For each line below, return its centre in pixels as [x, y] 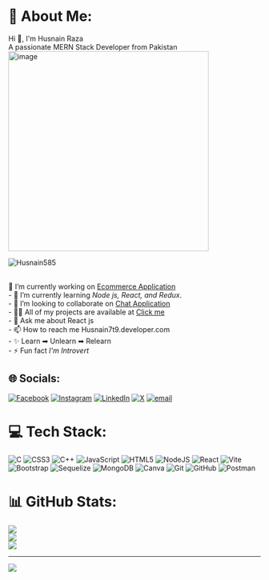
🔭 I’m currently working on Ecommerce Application [92, 286]
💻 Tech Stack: [58, 432]
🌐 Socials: [34, 379]
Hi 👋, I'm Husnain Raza [46, 38]
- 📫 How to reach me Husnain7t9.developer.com [89, 329]
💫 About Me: [50, 16]
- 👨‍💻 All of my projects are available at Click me [87, 312]
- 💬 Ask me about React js [51, 320]
